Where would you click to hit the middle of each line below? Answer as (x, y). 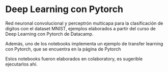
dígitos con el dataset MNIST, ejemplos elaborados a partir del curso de (81, 28)
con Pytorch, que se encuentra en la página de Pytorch (63, 49)
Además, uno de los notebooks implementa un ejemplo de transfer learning (84, 43)
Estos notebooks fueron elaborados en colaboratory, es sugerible (74, 58)
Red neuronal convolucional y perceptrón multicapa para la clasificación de (84, 23)
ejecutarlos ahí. (21, 64)
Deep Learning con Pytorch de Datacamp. (49, 34)
